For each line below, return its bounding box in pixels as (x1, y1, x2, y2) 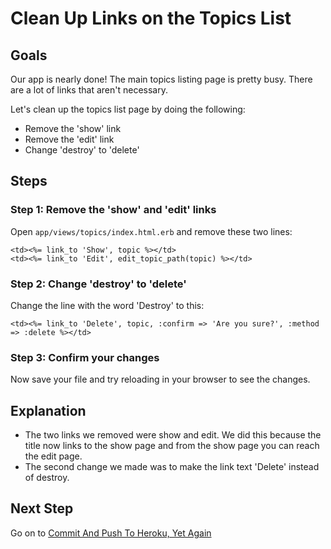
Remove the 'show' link (24, 123, 122, 134)
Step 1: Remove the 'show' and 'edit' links (10, 203, 217, 217)
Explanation (10, 402, 87, 419)
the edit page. (24, 450, 83, 462)
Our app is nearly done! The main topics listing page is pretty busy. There (10, 73, 313, 85)
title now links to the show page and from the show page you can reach (24, 440, 320, 452)
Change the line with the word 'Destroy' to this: (10, 299, 205, 311)
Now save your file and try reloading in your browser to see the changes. (10, 373, 311, 386)
